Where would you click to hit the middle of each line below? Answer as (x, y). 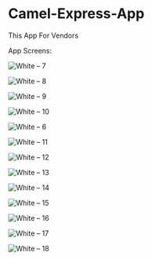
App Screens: (30, 50)
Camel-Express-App (76, 14)
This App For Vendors (43, 35)
